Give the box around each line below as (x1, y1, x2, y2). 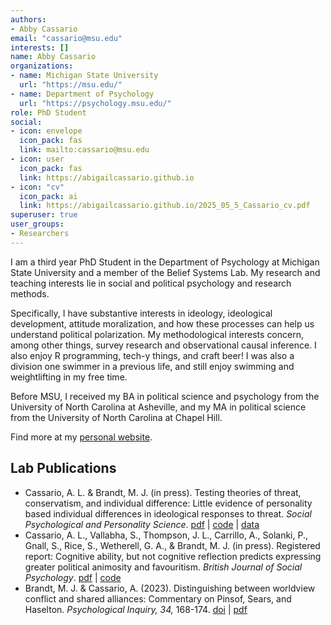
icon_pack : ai (19, 191, 78, 201)
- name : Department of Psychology (10, 89, 155, 99)
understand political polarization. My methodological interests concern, (10, 328, 304, 340)
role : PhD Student (10, 107, 87, 118)
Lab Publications (10, 460, 117, 477)
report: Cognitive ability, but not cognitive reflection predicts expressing (24, 550, 322, 562)
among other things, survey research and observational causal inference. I (10, 339, 317, 351)
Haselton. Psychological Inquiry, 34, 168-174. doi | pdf (24, 603, 248, 615)
